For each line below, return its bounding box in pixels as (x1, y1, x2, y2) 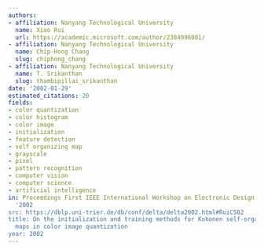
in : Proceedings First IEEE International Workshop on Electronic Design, (8, 194, 258, 201)
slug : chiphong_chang (15, 56, 86, 63)
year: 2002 (8, 230, 44, 238)
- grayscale (8, 150, 47, 158)
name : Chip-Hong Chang (15, 48, 90, 56)
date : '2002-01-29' (8, 84, 72, 92)
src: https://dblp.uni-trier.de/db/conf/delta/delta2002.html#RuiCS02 (8, 208, 244, 216)
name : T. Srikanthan (15, 70, 82, 78)
